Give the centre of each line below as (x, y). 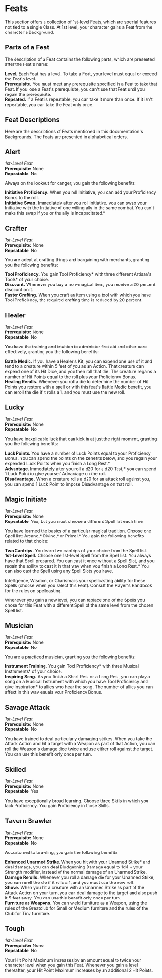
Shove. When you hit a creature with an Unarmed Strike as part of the (74, 887)
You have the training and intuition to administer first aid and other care (76, 347)
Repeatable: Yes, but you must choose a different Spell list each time (74, 521)
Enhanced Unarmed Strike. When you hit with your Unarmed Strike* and (78, 862)
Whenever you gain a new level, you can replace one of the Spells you (75, 600)
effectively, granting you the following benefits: (52, 352)
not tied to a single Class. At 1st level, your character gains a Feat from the (79, 27)
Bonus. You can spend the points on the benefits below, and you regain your (81, 458)
